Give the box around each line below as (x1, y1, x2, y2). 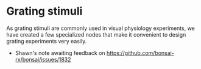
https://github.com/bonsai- (106, 49, 175, 56)
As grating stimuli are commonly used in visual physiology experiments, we (6, 24, 195, 32)
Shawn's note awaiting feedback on (15, 49, 105, 56)
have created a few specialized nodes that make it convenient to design (6, 31, 186, 38)
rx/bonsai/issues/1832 (15, 56, 71, 63)
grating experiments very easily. (6, 37, 87, 45)
